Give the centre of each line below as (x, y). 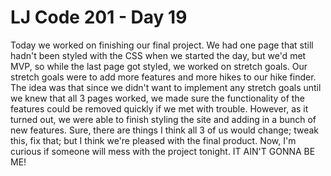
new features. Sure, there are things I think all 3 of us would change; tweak (165, 130)
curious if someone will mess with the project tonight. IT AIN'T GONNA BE (163, 151)
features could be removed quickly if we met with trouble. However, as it (159, 108)
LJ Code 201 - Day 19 (99, 17)
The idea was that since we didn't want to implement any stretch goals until (166, 87)
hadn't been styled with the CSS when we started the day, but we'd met (158, 55)
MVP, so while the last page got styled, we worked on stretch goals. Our (159, 66)
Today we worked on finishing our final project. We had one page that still (162, 45)
